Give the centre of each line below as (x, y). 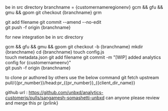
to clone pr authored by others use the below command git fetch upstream (82, 77)
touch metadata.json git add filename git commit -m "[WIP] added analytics (83, 57)
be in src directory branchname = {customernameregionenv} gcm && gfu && (84, 7)
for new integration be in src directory (44, 37)
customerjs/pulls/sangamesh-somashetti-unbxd (55, 98)
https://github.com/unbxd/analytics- (66, 92)
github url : (16, 92)
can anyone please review (132, 98)
